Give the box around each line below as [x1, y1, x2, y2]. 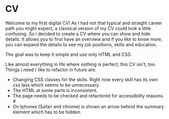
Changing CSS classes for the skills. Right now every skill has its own [12, 76, 158, 82]
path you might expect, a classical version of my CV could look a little [5, 25, 151, 31]
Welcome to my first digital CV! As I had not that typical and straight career [5, 20, 162, 26]
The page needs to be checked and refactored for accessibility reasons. [12, 93, 164, 99]
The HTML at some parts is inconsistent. [12, 87, 98, 93]
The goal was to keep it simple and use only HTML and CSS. [5, 51, 132, 57]
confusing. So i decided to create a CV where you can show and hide [5, 31, 151, 37]
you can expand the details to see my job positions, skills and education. [5, 41, 157, 47]
